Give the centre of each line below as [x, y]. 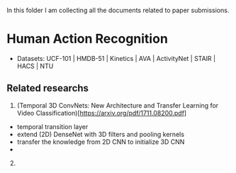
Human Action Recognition [87, 39]
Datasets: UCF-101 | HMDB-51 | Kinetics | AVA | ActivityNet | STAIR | [116, 58]
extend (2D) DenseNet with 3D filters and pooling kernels [101, 134]
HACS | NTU [35, 66]
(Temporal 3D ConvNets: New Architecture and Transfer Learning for [118, 105]
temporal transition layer [52, 126]
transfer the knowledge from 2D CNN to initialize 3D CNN [101, 142]
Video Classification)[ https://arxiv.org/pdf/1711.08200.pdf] [102, 113]
